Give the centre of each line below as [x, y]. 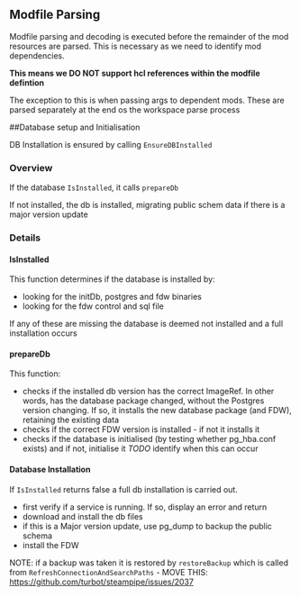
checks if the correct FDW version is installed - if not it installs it [141, 429]
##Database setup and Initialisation [75, 127]
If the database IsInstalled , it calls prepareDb [94, 187]
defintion [27, 82]
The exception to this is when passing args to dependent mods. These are [147, 100]
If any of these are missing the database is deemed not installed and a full [146, 324]
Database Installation [50, 470]
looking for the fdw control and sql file [93, 306]
